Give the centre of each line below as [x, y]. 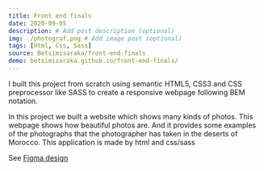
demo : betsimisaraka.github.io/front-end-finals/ [94, 61]
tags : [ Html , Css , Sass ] [50, 46]
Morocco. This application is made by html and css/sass [102, 142]
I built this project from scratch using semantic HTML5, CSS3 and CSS [125, 83]
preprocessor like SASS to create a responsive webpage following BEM [127, 92]
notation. [23, 101]
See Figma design [38, 157]
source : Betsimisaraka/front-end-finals [78, 53]
